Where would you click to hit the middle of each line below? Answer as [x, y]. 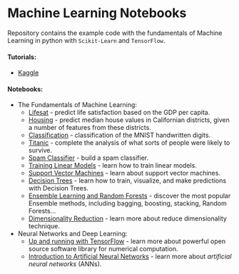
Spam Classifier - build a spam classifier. [88, 158]
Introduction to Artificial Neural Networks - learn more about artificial [130, 257]
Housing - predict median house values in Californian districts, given [129, 120]
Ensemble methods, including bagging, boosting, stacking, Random [127, 203]
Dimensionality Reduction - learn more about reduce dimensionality [127, 218]
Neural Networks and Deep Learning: [72, 234]
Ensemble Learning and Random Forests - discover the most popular [129, 196]
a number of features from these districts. [90, 128]
